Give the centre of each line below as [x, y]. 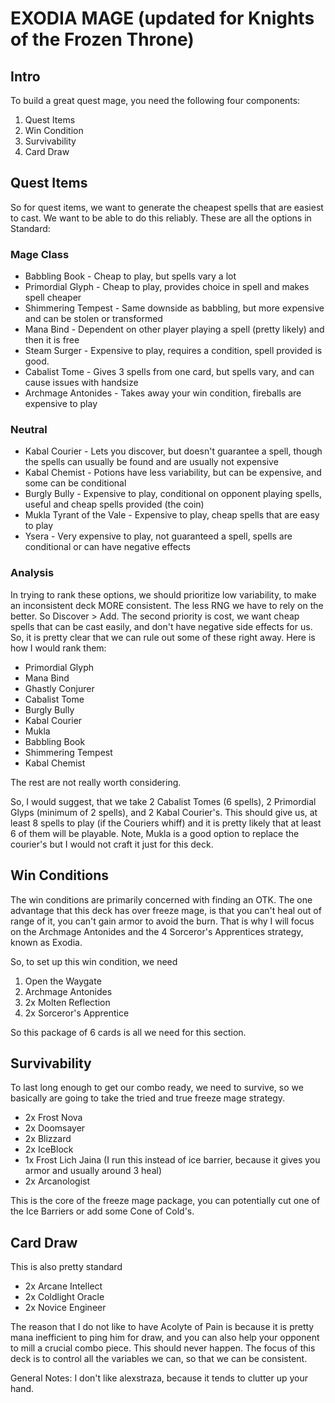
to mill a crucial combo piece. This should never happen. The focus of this [163, 1348]
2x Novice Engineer [65, 1308]
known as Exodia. [46, 942]
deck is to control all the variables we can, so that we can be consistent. [159, 1359]
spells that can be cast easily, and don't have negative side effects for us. [161, 626]
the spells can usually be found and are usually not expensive [151, 462]
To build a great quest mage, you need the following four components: [155, 100]
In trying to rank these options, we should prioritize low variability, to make [163, 594]
